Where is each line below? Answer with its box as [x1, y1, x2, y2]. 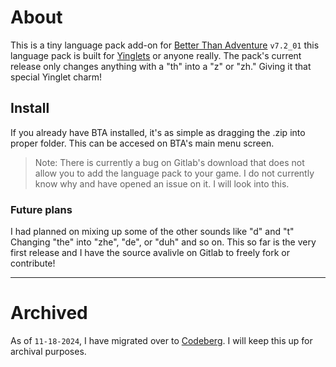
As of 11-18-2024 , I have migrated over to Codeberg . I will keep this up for [10, 334, 313, 346]
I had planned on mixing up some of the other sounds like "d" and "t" [10, 226, 295, 238]
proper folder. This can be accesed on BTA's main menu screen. [10, 137, 275, 149]
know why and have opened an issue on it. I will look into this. [34, 177, 290, 190]
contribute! [10, 257, 56, 270]
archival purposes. [10, 345, 87, 357]
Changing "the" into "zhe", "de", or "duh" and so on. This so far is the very [10, 236, 317, 248]
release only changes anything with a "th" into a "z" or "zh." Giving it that [10, 60, 312, 72]
